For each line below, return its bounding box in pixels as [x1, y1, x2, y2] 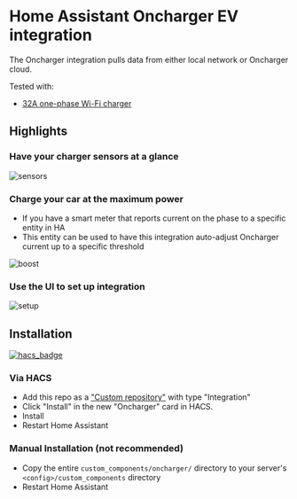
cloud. [9, 64, 33, 74]
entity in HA [21, 222, 66, 232]
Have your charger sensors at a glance [9, 151, 179, 163]
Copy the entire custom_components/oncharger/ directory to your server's [21, 463, 287, 473]
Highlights [9, 124, 68, 139]
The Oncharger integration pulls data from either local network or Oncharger [9, 54, 289, 65]
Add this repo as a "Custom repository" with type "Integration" [21, 392, 251, 402]
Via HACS [9, 371, 52, 384]
